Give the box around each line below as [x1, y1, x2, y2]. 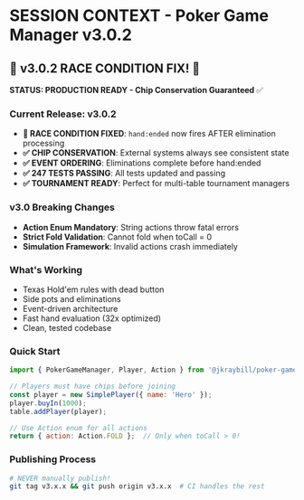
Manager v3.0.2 [9, 24, 133, 45]
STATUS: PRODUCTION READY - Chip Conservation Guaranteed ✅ [9, 85, 264, 95]
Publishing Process [9, 453, 97, 466]
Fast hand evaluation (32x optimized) [22, 313, 161, 324]
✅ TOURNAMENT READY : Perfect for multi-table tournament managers [22, 178, 290, 189]
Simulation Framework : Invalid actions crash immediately [22, 241, 238, 251]
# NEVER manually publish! [9, 474, 111, 483]
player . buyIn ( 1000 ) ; [9, 399, 88, 408]
